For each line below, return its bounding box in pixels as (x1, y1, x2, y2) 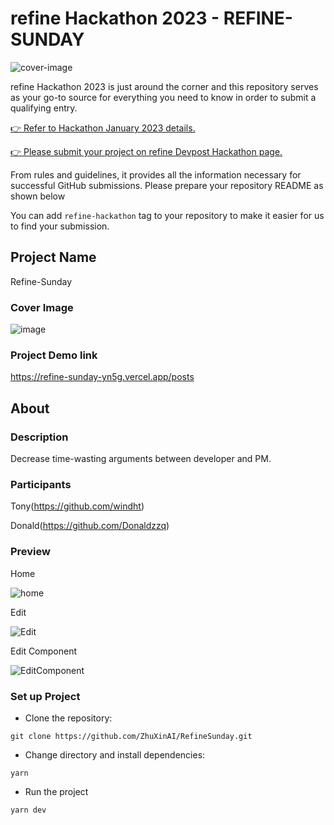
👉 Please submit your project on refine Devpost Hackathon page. (10, 145, 283, 157)
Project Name (10, 249, 97, 266)
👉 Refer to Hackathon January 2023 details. (10, 122, 196, 134)
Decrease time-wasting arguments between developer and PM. (10, 453, 272, 465)
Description (10, 430, 69, 444)
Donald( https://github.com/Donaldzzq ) (10, 520, 170, 532)
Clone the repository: (24, 712, 113, 724)
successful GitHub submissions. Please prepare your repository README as (10, 179, 324, 191)
